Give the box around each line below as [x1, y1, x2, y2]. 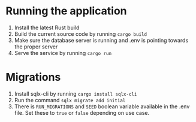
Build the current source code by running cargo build [14, 30, 147, 37]
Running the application [5, 4, 127, 18]
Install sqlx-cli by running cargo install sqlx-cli [14, 90, 137, 97]
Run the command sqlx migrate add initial [14, 96, 126, 103]
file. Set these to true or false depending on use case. [14, 109, 150, 116]
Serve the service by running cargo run [14, 49, 112, 56]
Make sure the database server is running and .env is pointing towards [14, 36, 189, 44]
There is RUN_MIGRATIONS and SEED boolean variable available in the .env [14, 103, 190, 110]
